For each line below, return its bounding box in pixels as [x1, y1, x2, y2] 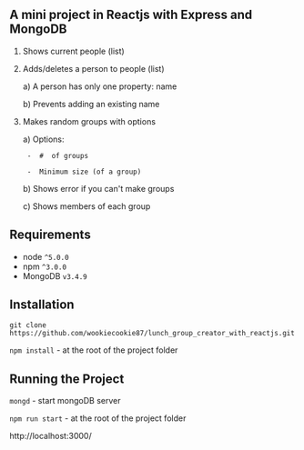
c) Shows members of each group [22, 200, 151, 212]
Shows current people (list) [22, 45, 125, 56]
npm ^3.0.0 [22, 261, 66, 272]
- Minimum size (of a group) [26, 167, 142, 176]
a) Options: [22, 134, 66, 145]
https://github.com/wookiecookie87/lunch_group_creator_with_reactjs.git [9, 329, 296, 338]
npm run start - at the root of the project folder [9, 413, 187, 424]
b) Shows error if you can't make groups [22, 183, 175, 194]
